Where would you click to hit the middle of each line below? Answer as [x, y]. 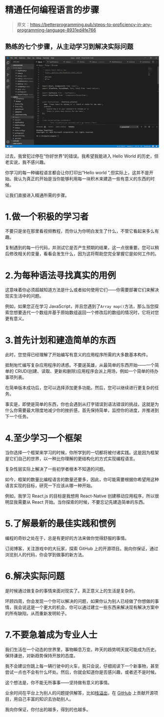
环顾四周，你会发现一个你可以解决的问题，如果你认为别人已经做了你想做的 [80, 601]
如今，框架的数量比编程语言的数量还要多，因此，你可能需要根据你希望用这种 [82, 480]
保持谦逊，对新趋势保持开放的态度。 [41, 656]
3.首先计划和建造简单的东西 [61, 340]
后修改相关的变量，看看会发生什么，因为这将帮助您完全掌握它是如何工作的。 [82, 254]
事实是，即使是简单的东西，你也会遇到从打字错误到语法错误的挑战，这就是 [80, 404]
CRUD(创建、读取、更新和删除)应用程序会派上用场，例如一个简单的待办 [86, 371]
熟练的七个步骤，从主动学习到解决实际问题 [69, 47]
